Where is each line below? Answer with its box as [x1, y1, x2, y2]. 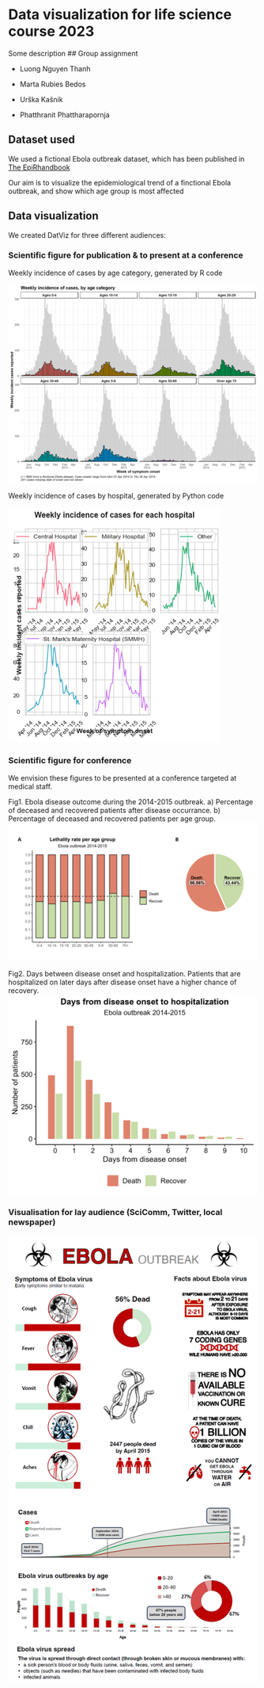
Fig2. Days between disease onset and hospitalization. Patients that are [8, 969, 241, 979]
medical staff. [8, 781, 53, 791]
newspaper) [8, 1216, 56, 1228]
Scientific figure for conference [8, 755, 132, 766]
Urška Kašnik [19, 94, 63, 104]
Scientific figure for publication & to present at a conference [8, 250, 243, 261]
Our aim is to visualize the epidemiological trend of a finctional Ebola [8, 178, 232, 187]
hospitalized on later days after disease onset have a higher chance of [8, 977, 237, 987]
